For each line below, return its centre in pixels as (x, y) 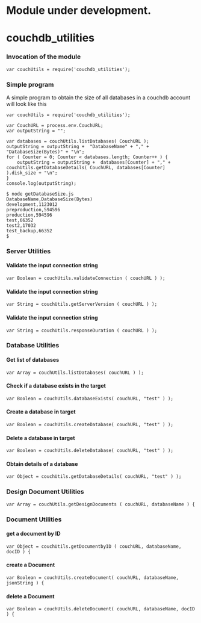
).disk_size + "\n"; (32, 173)
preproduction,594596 (33, 209)
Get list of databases (33, 360)
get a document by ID (34, 534)
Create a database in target (41, 412)
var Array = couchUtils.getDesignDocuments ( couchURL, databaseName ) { (101, 504)
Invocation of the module (44, 57)
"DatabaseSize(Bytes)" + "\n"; (45, 152)
